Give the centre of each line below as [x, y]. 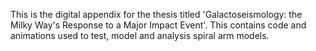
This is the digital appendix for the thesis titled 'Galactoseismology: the [156, 14]
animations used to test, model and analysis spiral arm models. [140, 35]
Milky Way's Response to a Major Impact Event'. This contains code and [158, 25]
